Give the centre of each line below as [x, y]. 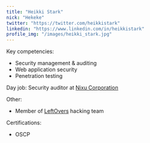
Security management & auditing [56, 63]
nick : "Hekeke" [25, 17]
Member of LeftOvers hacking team [59, 111]
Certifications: [24, 123]
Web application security [46, 69]
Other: [14, 100]
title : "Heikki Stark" [35, 12]
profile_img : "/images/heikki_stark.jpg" [59, 34]
